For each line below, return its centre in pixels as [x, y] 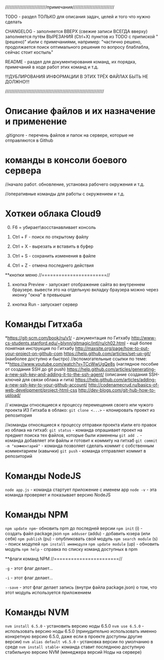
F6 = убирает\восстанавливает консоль [54, 227]
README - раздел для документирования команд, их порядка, [71, 62]
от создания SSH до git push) [35, 369]
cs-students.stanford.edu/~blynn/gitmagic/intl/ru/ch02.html [65, 343]
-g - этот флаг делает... [29, 568]
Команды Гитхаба [44, 324]
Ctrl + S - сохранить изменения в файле [54, 256]
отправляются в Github [29, 140]
